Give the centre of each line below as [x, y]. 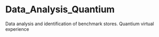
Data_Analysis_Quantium [60, 10]
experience [17, 29]
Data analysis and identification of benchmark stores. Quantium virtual [80, 24]
